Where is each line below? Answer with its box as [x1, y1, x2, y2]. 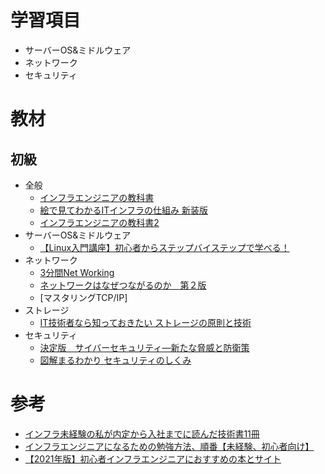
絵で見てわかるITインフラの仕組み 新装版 [39, 204, 208, 216]
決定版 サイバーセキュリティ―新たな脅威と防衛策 [39, 341, 250, 353]
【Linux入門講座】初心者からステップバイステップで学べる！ [39, 241, 290, 253]
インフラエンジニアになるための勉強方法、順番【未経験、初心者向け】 [24, 440, 315, 452]
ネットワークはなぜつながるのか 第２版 [39, 279, 207, 291]
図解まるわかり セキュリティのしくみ [39, 354, 192, 366]
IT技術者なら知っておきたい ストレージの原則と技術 [39, 316, 252, 328]
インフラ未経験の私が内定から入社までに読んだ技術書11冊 [24, 427, 260, 440]
